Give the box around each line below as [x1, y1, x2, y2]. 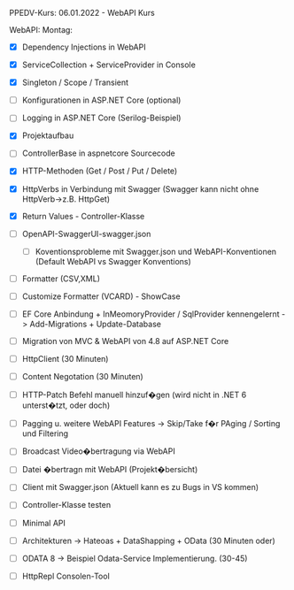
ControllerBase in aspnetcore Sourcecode [21, 148, 175, 158]
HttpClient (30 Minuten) [21, 354, 109, 364]
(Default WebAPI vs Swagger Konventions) [35, 256, 192, 266]
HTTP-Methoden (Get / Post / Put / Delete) [21, 165, 178, 176]
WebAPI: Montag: [9, 25, 73, 34]
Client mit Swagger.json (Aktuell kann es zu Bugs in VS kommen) [21, 482, 259, 493]
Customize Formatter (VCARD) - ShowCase [21, 291, 181, 302]
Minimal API [21, 517, 66, 528]
